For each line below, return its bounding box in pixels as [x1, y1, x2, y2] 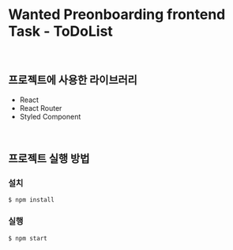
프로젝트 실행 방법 [8, 152, 90, 165]
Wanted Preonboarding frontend [8, 6, 226, 24]
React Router [19, 103, 62, 112]
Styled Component [19, 112, 81, 121]
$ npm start [8, 234, 47, 242]
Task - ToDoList [8, 22, 113, 40]
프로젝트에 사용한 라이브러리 [8, 74, 138, 87]
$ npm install [8, 196, 55, 204]
